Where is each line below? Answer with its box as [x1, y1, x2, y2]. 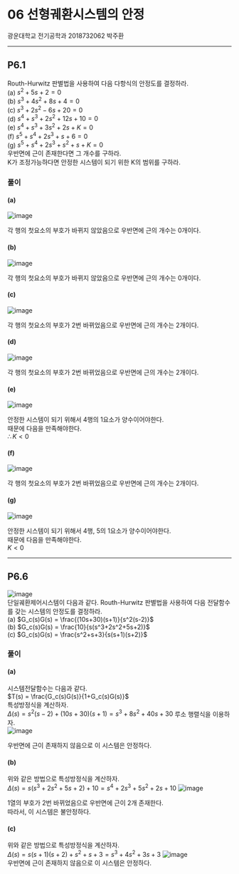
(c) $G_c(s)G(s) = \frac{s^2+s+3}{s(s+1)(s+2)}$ [7, 630, 148, 638]
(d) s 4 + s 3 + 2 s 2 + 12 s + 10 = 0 [7, 113, 98, 123]
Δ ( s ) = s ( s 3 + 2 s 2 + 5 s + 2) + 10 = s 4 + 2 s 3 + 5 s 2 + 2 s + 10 [7, 783, 176, 793]
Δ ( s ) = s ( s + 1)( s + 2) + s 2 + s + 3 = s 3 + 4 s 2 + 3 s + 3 [7, 849, 161, 858]
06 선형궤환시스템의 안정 [7, 6, 144, 23]
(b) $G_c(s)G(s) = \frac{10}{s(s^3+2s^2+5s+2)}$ [7, 623, 151, 631]
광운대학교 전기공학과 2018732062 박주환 [7, 31, 124, 40]
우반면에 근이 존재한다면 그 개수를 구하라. [7, 149, 122, 157]
